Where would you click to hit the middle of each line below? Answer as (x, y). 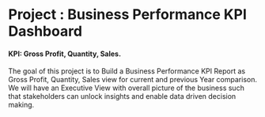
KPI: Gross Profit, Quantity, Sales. (64, 54)
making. (21, 105)
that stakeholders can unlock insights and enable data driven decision (122, 96)
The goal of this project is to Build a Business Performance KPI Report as (127, 71)
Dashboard (45, 31)
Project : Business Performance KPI (128, 15)
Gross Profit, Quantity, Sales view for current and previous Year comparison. (132, 80)
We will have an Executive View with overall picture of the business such (127, 88)
